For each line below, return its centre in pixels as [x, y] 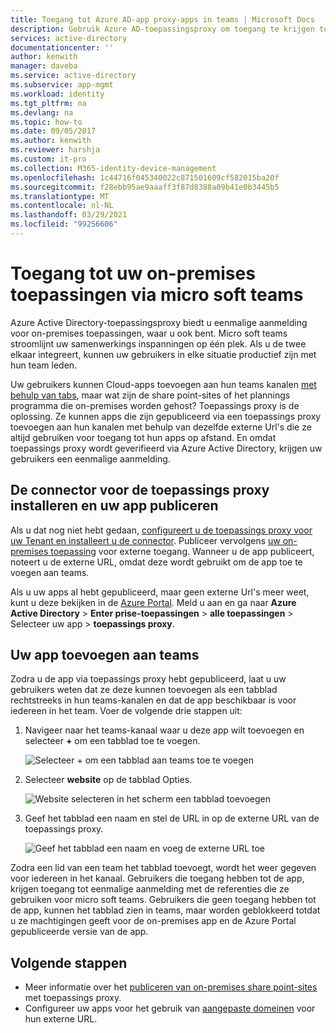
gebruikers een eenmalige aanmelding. [90, 458]
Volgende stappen [69, 962]
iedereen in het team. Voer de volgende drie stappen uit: [126, 711]
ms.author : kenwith [51, 141]
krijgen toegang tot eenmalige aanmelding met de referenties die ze [150, 889]
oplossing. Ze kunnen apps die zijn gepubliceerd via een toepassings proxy [166, 416]
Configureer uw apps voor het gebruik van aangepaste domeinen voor [170, 1008]
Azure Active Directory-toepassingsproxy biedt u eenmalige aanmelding [159, 322]
